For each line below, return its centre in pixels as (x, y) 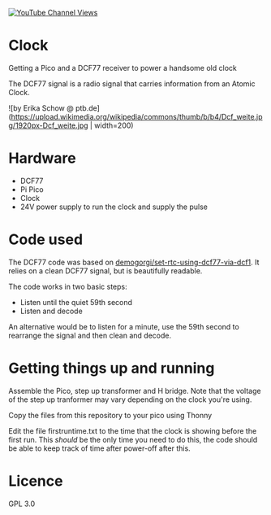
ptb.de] (88, 108)
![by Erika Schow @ (41, 108)
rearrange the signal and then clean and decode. (90, 335)
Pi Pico (32, 189)
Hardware (42, 158)
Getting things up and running (112, 368)
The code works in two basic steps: (68, 286)
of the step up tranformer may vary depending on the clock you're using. (130, 399)
